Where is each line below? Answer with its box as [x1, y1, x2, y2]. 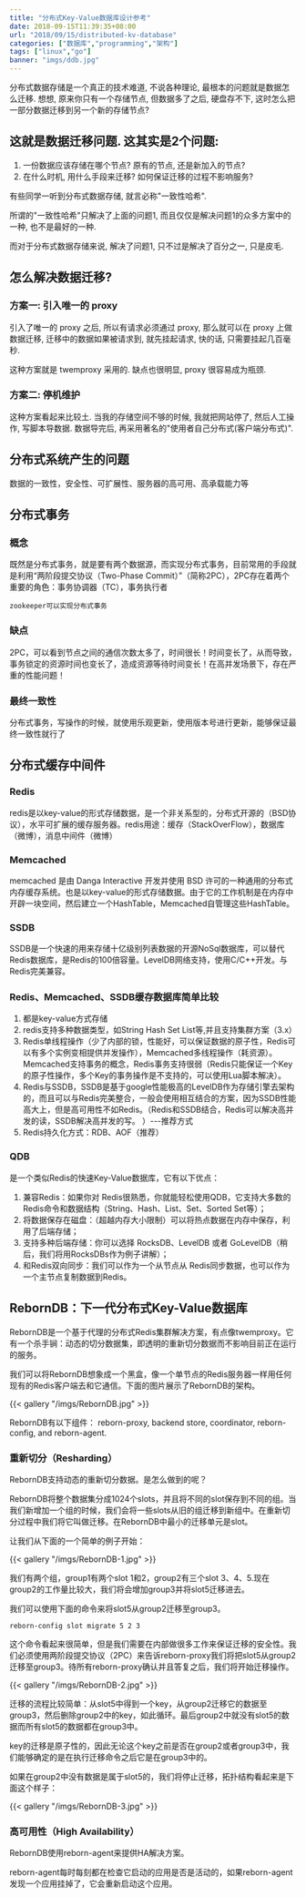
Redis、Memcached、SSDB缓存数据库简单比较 [9, 991, 219, 1004]
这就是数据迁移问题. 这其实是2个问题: [9, 134, 219, 149]
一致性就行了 [16, 728, 66, 739]
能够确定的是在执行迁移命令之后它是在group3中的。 [16, 1751, 212, 1762]
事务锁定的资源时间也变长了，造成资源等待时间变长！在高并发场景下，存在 [9, 658, 289, 669]
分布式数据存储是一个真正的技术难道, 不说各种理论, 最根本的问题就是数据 [9, 82, 282, 92]
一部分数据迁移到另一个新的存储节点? [9, 105, 150, 115]
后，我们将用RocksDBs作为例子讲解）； [22, 1249, 169, 1260]
